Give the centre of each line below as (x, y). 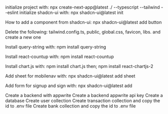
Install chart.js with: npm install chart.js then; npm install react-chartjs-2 (79, 66)
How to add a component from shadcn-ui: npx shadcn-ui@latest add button (83, 22)
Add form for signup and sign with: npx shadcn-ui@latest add (69, 85)
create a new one (23, 37)
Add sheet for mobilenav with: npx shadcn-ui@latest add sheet (70, 76)
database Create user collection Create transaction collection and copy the (83, 100)
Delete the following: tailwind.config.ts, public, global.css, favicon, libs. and (83, 32)
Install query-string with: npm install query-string (56, 47)
